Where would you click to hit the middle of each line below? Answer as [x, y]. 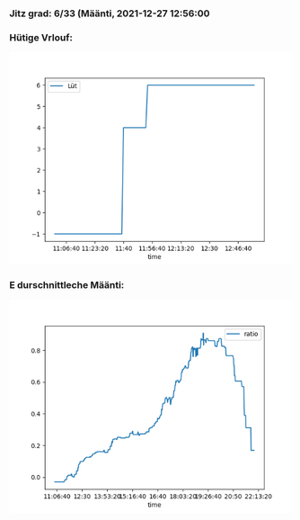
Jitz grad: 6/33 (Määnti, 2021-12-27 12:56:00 [110, 13]
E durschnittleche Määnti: [67, 285]
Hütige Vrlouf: [41, 37]
